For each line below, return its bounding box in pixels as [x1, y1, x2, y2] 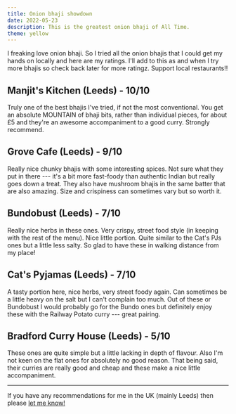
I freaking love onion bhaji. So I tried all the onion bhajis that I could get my [7, 49, 223, 58]
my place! [7, 248, 36, 257]
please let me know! [7, 399, 65, 408]
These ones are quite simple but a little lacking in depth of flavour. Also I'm [7, 349, 223, 357]
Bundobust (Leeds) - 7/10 [7, 207, 121, 219]
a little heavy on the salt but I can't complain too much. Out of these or [7, 295, 211, 303]
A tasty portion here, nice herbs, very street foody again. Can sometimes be [7, 287, 228, 296]
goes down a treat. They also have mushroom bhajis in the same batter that [7, 179, 226, 188]
